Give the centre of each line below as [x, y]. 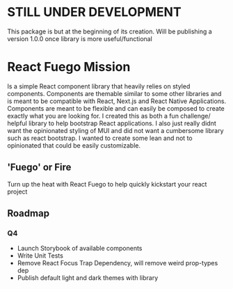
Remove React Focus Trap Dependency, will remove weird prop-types [118, 263]
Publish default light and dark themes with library [88, 278]
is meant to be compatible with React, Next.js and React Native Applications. [117, 101]
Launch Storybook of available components [80, 249]
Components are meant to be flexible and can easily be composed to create [116, 108]
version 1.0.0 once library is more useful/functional [80, 38]
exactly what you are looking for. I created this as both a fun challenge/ [109, 116]
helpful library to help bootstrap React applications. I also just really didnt [112, 123]
